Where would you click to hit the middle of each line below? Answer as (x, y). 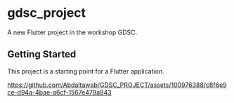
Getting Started (42, 54)
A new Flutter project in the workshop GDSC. (72, 32)
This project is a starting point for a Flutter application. (86, 71)
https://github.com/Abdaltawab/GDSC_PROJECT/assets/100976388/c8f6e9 (117, 85)
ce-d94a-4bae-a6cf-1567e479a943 (59, 92)
